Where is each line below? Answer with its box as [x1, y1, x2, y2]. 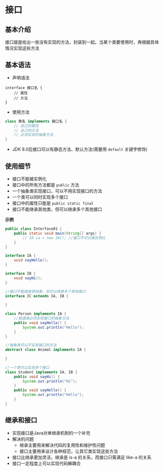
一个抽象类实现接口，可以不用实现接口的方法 [12, 188, 102, 194]
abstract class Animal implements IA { [5, 347, 86, 352]
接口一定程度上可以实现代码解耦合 [12, 460, 81, 466]
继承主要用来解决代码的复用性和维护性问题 [19, 442, 105, 448]
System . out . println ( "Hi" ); [22, 378, 78, 384]
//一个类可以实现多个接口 [5, 365, 50, 370]
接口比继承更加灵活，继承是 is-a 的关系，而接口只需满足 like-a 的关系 [12, 454, 152, 460]
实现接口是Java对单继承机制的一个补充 [12, 430, 91, 436]
